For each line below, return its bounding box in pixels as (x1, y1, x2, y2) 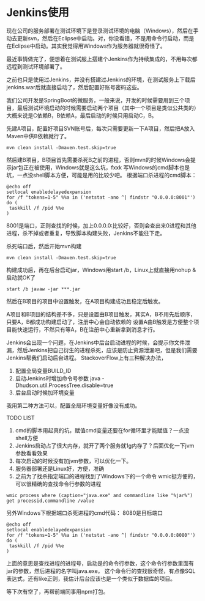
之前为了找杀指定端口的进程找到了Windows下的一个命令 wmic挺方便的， (15, 472, 199, 480)
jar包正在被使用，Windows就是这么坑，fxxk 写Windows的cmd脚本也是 (11, 163, 190, 171)
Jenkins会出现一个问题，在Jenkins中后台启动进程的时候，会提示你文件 (6, 339, 185, 346)
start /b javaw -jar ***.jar (6, 286, 81, 292)
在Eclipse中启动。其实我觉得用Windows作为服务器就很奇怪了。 (6, 42, 166, 50)
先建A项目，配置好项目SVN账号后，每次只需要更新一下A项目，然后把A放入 (6, 125, 195, 132)
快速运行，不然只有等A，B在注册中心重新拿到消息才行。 (17, 325, 158, 333)
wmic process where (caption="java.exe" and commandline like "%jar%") (6, 492, 193, 498)
